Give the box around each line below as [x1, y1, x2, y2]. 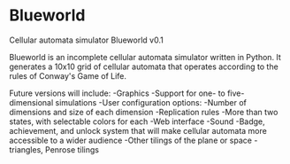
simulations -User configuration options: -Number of [55, 97, 248, 107]
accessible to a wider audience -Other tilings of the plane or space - [9, 135, 258, 145]
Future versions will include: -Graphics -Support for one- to [9, 88, 225, 98]
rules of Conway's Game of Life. [9, 70, 126, 81]
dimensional [9, 97, 54, 107]
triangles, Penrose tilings [9, 144, 100, 155]
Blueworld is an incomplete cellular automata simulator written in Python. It [9, 51, 281, 62]
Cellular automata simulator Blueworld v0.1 [9, 35, 164, 45]
